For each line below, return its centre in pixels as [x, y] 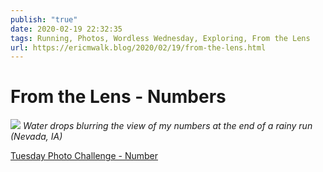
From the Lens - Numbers [118, 97]
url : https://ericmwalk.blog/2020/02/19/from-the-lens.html [138, 47]
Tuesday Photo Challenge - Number [84, 156]
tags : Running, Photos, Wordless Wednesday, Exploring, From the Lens [160, 38]
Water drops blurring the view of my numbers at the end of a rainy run [167, 126]
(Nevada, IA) [36, 137]
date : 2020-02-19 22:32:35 [66, 29]
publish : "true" [44, 19]
